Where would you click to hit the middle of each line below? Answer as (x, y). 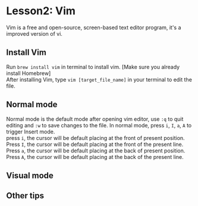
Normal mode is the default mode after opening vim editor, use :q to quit (95, 119)
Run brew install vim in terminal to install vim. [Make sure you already (93, 67)
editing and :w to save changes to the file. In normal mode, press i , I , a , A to (99, 125)
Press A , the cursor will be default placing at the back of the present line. (95, 157)
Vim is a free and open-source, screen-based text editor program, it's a (94, 27)
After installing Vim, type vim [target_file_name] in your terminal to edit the (99, 79)
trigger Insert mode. (31, 132)
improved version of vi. (34, 33)
